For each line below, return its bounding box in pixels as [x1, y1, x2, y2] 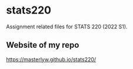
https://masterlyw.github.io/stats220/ [6, 55, 97, 63]
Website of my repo [6, 40, 79, 50]
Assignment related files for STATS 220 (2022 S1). [6, 23, 128, 30]
